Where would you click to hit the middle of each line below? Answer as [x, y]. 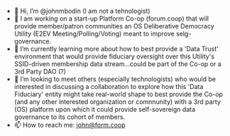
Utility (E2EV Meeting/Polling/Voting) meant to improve [94, 33]
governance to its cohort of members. [70, 117]
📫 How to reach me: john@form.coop [70, 125]
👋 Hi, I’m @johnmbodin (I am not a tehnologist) [82, 11]
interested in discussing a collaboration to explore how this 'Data [109, 87]
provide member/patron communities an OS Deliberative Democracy [114, 26]
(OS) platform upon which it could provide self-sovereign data [105, 109]
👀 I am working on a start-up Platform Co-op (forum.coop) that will [111, 19]
